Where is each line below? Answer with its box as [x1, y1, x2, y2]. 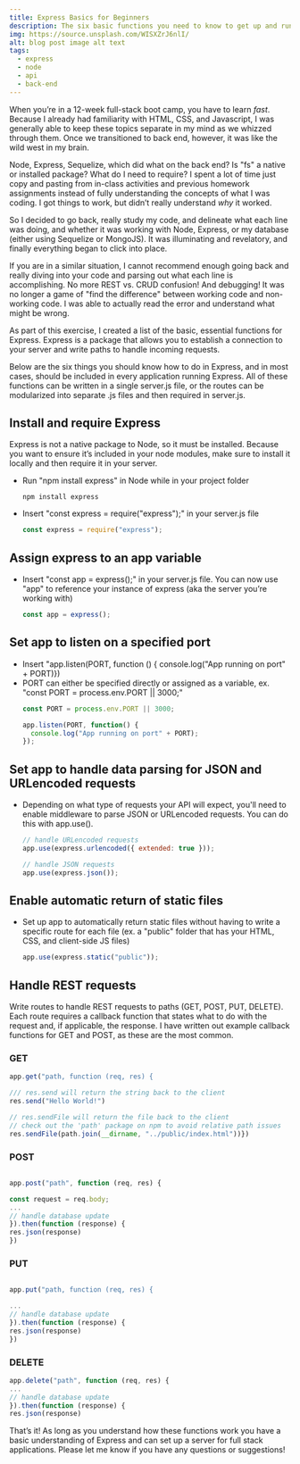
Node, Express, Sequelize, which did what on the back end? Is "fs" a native [9, 159, 286, 170]
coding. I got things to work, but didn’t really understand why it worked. [9, 197, 272, 208]
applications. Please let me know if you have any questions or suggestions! [9, 1444, 286, 1455]
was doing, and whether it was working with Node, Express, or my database [9, 224, 289, 235]
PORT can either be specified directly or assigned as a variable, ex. [21, 678, 270, 688]
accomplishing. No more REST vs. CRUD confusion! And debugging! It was [9, 279, 285, 290]
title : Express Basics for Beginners [9, 12, 150, 22]
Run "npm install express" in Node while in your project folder [21, 475, 250, 487]
